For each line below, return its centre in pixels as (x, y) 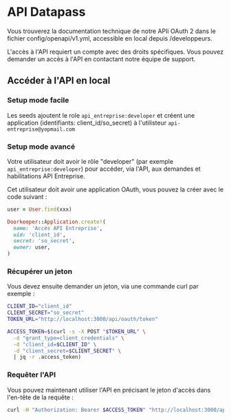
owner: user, (32, 248)
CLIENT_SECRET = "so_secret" (46, 313)
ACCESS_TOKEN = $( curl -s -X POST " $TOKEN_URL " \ (77, 331)
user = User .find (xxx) (40, 209)
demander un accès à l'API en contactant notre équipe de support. (101, 59)
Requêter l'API (32, 375)
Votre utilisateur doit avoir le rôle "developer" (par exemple (90, 161)
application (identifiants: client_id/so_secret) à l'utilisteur (87, 123)
